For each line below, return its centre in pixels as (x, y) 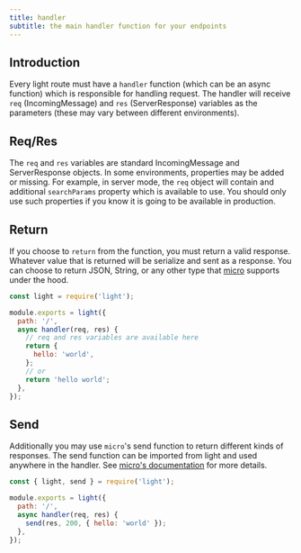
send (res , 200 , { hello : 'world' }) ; (96, 523)
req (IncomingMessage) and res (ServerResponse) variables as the (133, 104)
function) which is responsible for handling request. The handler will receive (150, 94)
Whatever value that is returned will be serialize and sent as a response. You (150, 260)
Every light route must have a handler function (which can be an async (140, 84)
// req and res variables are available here (112, 338)
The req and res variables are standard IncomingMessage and (124, 163)
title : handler (38, 18)
